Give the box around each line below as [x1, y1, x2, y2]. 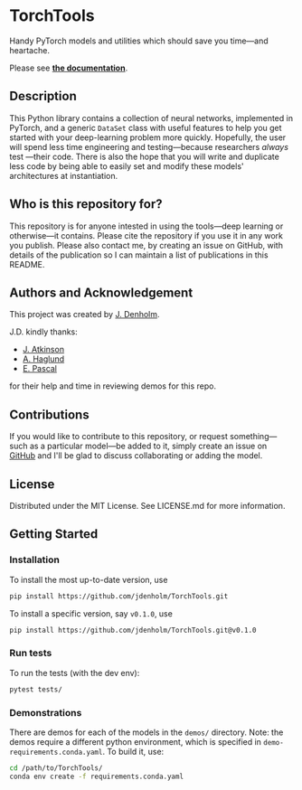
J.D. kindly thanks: [9, 326, 79, 337]
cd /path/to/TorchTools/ [9, 763, 103, 773]
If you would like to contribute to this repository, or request [9, 431, 228, 442]
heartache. [9, 44, 50, 55]
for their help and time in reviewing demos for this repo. [9, 381, 217, 391]
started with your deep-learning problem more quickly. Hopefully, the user [9, 132, 287, 143]
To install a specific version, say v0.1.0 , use [9, 607, 174, 619]
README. [9, 259, 45, 269]
